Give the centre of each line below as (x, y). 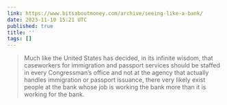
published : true (30, 26)
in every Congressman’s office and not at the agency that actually (116, 73)
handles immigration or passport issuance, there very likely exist (115, 80)
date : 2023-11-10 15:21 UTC (47, 20)
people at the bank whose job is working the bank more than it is (115, 87)
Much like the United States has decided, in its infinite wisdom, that (118, 58)
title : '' (21, 32)
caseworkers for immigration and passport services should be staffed (122, 65)
